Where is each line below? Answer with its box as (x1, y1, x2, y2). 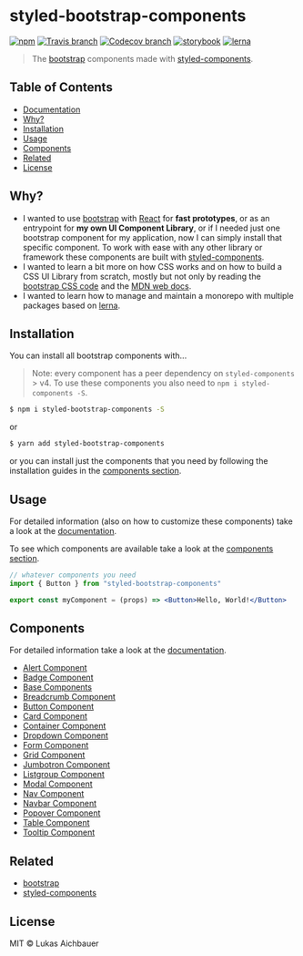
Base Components (22, 682, 93, 693)
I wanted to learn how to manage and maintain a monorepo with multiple (22, 290, 294, 301)
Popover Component (22, 807, 101, 818)
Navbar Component (22, 798, 97, 809)
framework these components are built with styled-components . (22, 252, 265, 262)
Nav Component (22, 788, 85, 799)
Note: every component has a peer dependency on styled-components (31, 368, 296, 379)
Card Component (22, 711, 88, 722)
